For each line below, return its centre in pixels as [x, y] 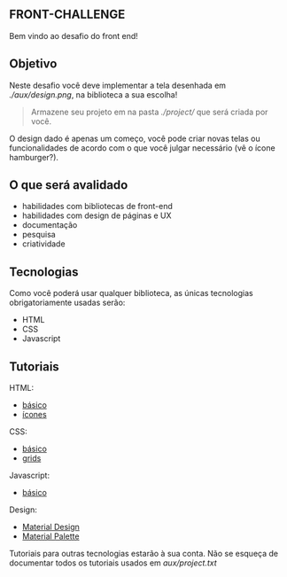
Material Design [50, 527]
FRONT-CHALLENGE [67, 15]
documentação [50, 225]
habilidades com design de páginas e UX [97, 215]
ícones [34, 415]
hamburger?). [34, 157]
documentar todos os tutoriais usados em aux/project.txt [113, 563]
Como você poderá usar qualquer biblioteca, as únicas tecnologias [132, 293]
